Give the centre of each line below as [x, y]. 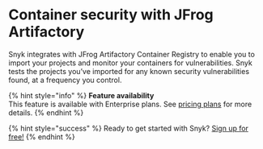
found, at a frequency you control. [65, 80]
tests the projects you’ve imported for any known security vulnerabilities [129, 71]
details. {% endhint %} [46, 112]
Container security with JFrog [111, 15]
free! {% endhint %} [42, 137]
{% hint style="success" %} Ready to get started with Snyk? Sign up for [129, 128]
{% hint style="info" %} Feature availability [81, 95]
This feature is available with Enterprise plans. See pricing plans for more [130, 104]
